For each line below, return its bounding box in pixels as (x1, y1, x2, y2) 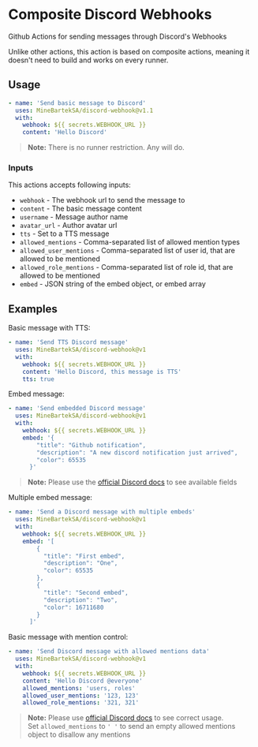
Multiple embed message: (8, 493, 93, 502)
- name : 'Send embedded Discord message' (8, 405, 147, 413)
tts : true (22, 375, 55, 383)
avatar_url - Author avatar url (19, 221, 118, 230)
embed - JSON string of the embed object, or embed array (19, 279, 207, 289)
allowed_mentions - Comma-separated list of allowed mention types (19, 237, 241, 247)
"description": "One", (43, 559, 118, 567)
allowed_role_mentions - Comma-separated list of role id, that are (19, 263, 234, 272)
